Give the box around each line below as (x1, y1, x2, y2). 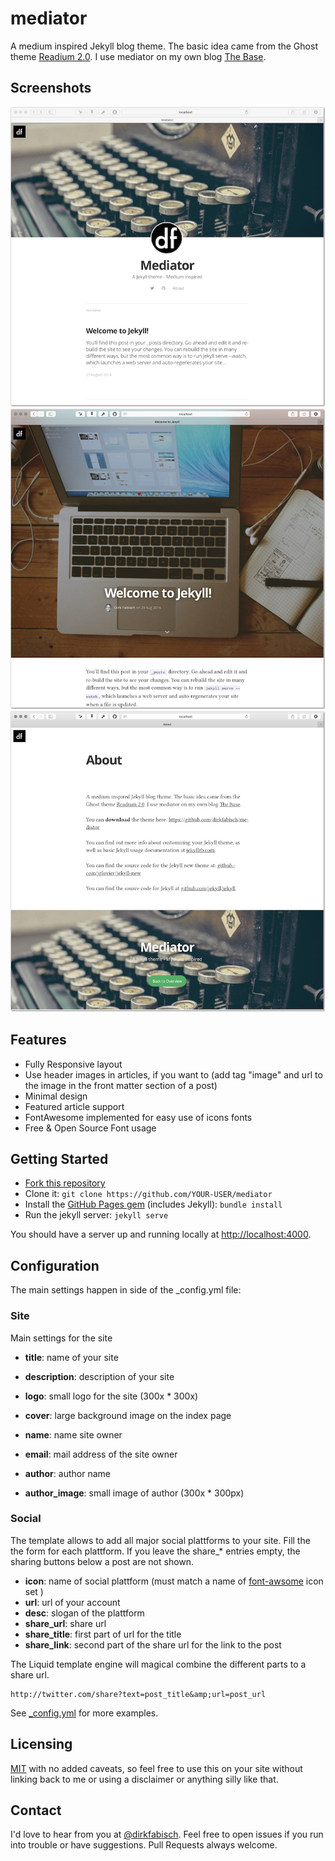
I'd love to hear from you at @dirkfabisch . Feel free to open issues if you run (10, 1828, 324, 1841)
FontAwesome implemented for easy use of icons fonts (24, 1111, 253, 1123)
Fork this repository (24, 1177, 106, 1189)
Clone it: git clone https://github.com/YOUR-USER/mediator (24, 1188, 273, 1200)
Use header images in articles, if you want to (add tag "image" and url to (24, 1068, 323, 1081)
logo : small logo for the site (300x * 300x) (24, 1390, 199, 1402)
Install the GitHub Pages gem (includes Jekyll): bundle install (24, 1198, 283, 1211)
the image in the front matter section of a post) (24, 1079, 218, 1091)
